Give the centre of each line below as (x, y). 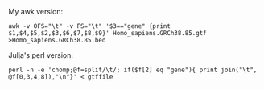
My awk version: (35, 12)
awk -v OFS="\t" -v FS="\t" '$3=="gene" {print (90, 26)
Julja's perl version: (41, 55)
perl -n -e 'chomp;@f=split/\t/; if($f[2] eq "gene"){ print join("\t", (133, 70)
